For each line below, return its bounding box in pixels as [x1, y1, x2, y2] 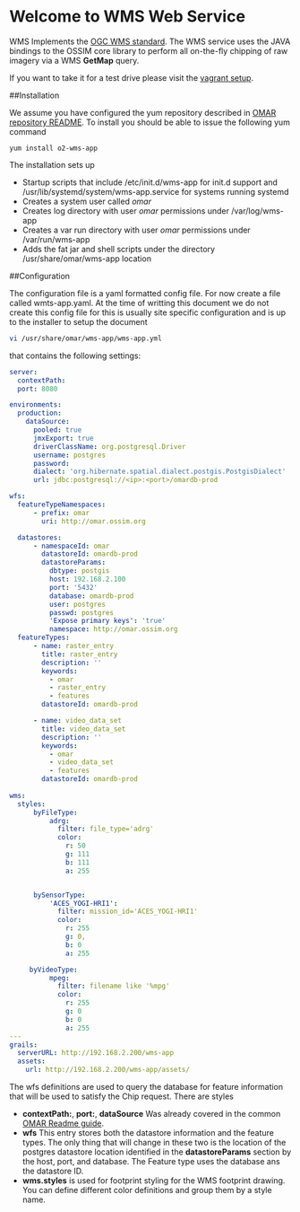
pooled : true [32, 426, 82, 435]
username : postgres [32, 451, 106, 460]
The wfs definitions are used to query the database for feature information [9, 1082, 284, 1093]
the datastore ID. [21, 1165, 84, 1177]
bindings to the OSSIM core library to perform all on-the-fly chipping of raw [9, 45, 288, 56]
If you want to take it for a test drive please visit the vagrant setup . [9, 72, 253, 83]
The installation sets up [9, 159, 96, 170]
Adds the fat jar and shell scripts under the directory [21, 243, 216, 254]
